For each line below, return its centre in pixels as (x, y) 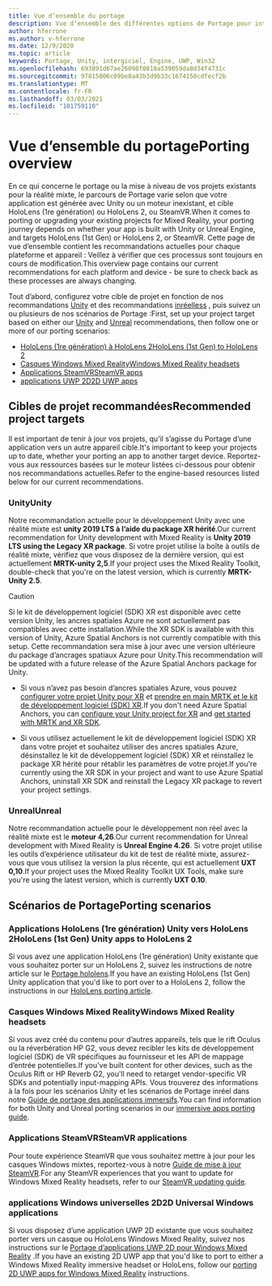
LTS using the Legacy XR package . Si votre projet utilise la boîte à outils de (134, 546)
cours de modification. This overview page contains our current (113, 263)
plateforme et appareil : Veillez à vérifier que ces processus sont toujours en (136, 255)
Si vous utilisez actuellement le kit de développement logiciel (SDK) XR (138, 738)
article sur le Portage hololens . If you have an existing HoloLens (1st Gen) (130, 974)
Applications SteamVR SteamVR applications (98, 1138)
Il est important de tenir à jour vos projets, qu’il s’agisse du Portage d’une (130, 438)
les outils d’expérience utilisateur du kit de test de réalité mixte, (113, 854)
